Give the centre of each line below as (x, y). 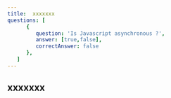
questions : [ (26, 20)
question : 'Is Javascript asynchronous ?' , (100, 33)
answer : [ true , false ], (69, 40)
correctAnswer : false (67, 46)
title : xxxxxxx (31, 14)
